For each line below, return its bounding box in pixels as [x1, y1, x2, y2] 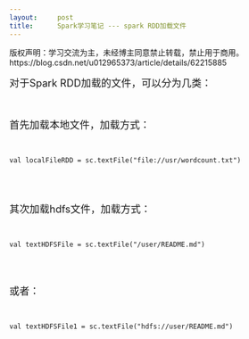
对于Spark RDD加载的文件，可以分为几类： [9, 77, 212, 89]
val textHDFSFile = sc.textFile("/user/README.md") [9, 240, 205, 249]
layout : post [9, 12, 74, 22]
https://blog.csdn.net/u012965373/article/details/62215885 [9, 57, 228, 68]
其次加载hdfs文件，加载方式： [9, 203, 152, 215]
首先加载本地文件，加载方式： [9, 118, 150, 131]
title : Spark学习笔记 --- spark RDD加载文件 [9, 21, 187, 30]
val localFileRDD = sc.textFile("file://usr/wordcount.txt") [9, 155, 242, 165]
